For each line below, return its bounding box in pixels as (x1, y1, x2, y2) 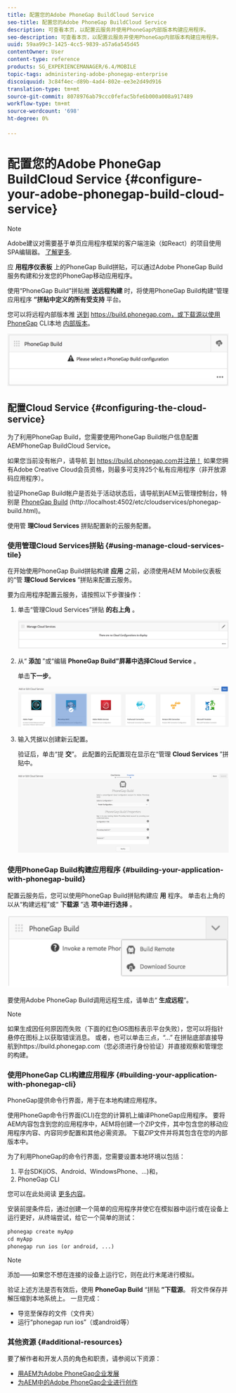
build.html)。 (7, 507, 44, 515)
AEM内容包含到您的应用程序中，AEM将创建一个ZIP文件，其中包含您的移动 (7, 1120, 223, 1128)
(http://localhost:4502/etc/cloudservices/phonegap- (69, 498, 221, 506)
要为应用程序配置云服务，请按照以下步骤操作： (7, 590, 143, 599)
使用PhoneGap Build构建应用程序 (7, 865, 121, 875)
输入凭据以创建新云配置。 (17, 734, 92, 743)
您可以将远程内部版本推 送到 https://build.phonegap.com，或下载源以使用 (7, 310, 221, 318)
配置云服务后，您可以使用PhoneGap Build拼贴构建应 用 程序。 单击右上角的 (7, 891, 225, 900)
